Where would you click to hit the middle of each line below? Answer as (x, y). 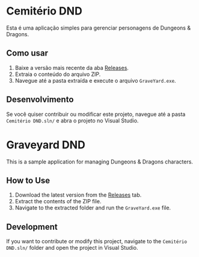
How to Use (28, 180)
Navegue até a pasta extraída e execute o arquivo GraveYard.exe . (95, 80)
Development (32, 227)
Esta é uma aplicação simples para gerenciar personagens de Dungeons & (99, 28)
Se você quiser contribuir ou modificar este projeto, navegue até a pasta (96, 114)
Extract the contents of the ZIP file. (58, 201)
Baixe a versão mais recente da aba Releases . (72, 68)
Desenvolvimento (40, 100)
